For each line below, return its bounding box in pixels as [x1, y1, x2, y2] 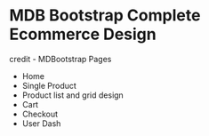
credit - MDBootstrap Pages [9, 53, 112, 64]
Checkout [21, 108, 59, 119]
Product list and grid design [21, 90, 125, 100]
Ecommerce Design [9, 24, 157, 44]
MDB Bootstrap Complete [9, 5, 201, 26]
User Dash [21, 117, 61, 129]
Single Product [21, 80, 77, 91]
